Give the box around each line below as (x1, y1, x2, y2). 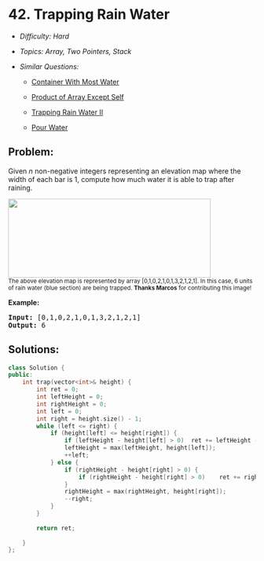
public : (8, 371, 34, 379)
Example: (8, 297, 40, 307)
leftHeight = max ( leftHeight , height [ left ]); (64, 444, 216, 452)
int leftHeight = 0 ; (36, 393, 104, 401)
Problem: (8, 145, 54, 158)
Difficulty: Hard (19, 31, 69, 41)
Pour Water (31, 122, 68, 132)
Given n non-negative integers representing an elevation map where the (8, 166, 241, 176)
